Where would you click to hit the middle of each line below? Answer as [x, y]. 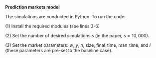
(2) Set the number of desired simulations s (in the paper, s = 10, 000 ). [77, 36]
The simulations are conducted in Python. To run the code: [65, 16]
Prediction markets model [32, 7]
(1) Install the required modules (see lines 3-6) [53, 26]
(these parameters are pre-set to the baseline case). [59, 50]
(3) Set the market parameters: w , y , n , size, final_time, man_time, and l [78, 45]
